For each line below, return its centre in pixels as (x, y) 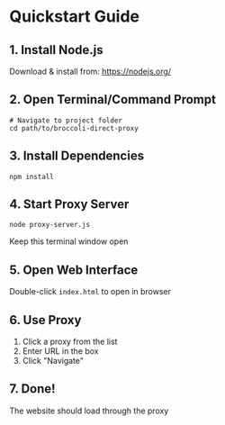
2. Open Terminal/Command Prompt (112, 99)
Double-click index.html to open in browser (90, 292)
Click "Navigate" (53, 361)
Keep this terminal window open (69, 241)
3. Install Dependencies (77, 156)
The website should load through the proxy (89, 411)
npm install (31, 176)
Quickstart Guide (75, 17)
